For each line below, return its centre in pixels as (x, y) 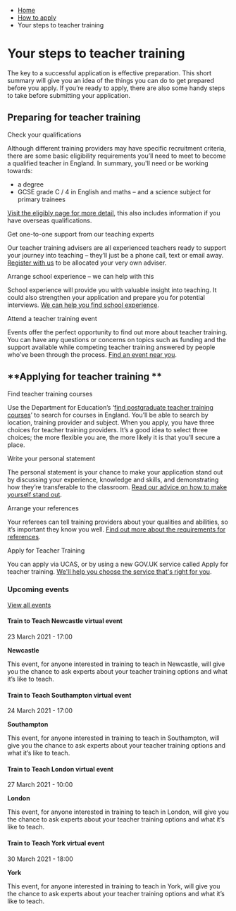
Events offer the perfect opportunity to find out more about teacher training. (117, 332)
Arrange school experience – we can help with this (81, 276)
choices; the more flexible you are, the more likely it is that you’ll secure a (114, 437)
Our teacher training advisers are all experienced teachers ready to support (117, 247)
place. (17, 445)
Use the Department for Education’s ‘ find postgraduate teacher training (110, 407)
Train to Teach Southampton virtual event (69, 695)
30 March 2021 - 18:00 (41, 859)
